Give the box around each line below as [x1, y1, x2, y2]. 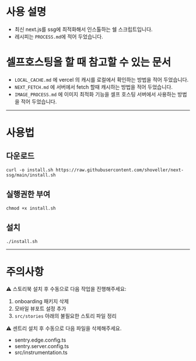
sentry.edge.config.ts [14, 336, 66, 343]
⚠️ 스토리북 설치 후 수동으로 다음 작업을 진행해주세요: [6, 286, 127, 293]
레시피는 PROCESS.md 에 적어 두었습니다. [14, 33, 103, 40]
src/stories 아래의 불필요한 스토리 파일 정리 [14, 313, 117, 320]
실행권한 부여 [6, 189, 51, 199]
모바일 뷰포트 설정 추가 [14, 305, 66, 313]
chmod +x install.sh [6, 205, 57, 211]
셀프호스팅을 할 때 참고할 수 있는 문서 [6, 56, 171, 69]
